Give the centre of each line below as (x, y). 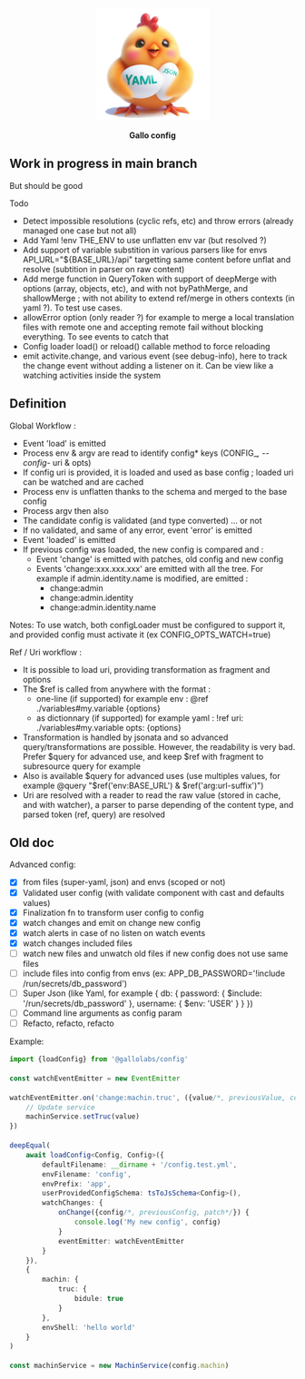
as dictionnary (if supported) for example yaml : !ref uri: (140, 718)
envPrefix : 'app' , (77, 1184)
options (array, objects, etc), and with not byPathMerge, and (135, 288)
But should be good (46, 185)
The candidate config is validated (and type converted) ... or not (142, 520)
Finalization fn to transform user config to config (113, 912)
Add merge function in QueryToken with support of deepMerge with (149, 279)
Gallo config (152, 135)
